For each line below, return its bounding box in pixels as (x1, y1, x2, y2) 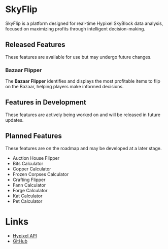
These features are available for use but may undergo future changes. (5, 54, 152, 60)
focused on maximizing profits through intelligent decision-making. (5, 25, 146, 31)
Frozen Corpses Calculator (12, 171, 69, 177)
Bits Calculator (12, 160, 44, 166)
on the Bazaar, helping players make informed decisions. (5, 84, 124, 90)
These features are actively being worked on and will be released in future (5, 112, 161, 118)
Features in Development (5, 98, 86, 107)
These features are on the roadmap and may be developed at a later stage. (5, 145, 162, 151)
